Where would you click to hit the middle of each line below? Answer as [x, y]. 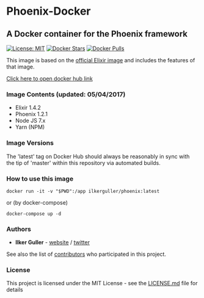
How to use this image [40, 178]
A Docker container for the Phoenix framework [97, 34]
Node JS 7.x [30, 121]
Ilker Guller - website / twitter [53, 242]
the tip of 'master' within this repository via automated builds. [83, 162]
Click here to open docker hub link [49, 78]
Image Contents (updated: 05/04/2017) [66, 94]
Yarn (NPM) [30, 127]
